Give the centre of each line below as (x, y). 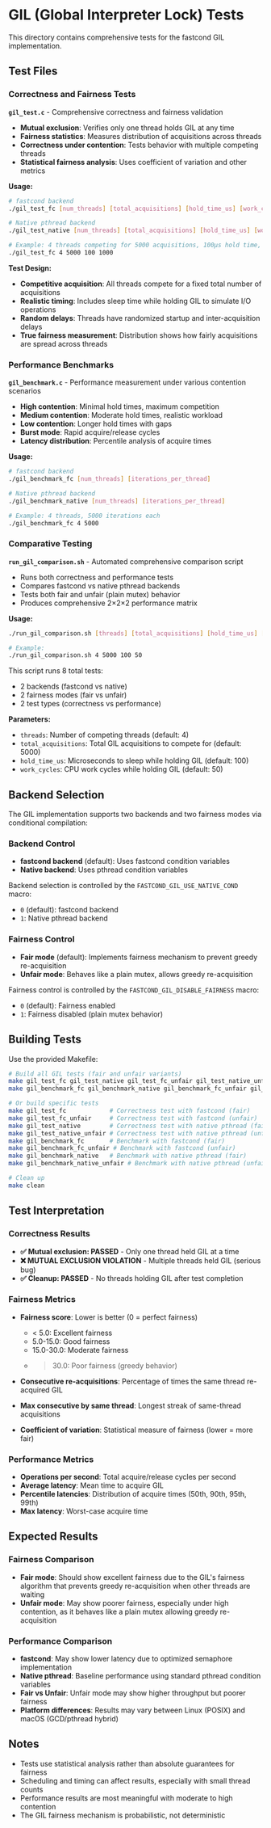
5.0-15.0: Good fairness (71, 1341)
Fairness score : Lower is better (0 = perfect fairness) (109, 1317)
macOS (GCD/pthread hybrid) (69, 1719)
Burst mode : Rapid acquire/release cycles (90, 432)
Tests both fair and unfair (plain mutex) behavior (100, 594)
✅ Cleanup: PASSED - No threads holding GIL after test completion (131, 1278)
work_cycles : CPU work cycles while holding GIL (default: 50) (121, 769)
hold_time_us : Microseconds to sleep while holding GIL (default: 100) (134, 760)
